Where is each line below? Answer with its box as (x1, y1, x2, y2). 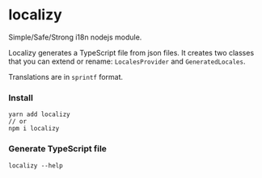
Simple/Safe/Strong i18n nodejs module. (8, 32, 142, 42)
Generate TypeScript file (8, 143, 108, 155)
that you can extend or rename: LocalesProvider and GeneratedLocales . (8, 56, 246, 66)
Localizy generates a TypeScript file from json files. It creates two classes (8, 48, 255, 57)
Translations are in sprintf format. (8, 72, 124, 81)
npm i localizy (8, 125, 60, 133)
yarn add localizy (8, 110, 70, 118)
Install (8, 92, 34, 103)
